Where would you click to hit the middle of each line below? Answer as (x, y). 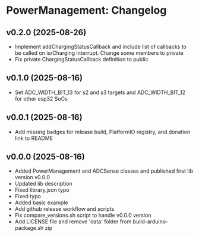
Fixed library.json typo (42, 190)
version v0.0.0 (32, 177)
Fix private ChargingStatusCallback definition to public (81, 59)
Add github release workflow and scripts (64, 209)
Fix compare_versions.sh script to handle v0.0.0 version (83, 216)
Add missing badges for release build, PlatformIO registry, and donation (102, 132)
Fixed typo (28, 197)
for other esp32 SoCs (41, 98)
